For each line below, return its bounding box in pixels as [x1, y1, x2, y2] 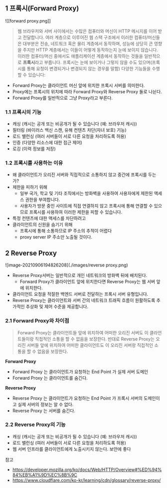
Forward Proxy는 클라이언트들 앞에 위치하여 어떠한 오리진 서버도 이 [17, 329, 149, 335]
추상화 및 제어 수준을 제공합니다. [25, 303, 89, 310]
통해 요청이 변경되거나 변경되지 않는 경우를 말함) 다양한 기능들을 [26, 65, 151, 71]
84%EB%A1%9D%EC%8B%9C [12, 472, 77, 478]
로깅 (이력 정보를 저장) [12, 146, 56, 152]
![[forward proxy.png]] [5, 17, 51, 23]
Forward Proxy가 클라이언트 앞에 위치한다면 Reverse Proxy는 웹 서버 [19, 278, 156, 285]
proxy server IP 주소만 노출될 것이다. [19, 234, 93, 240]
